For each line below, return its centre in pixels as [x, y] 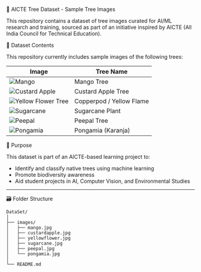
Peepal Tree [92, 121]
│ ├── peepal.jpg [31, 249]
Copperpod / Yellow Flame [112, 101]
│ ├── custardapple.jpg [38, 233]
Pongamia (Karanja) [102, 130]
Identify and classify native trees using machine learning [84, 168]
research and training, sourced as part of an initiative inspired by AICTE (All [99, 27]
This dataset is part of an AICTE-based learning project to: [78, 157]
